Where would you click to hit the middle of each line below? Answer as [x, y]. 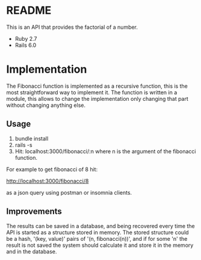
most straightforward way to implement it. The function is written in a [92, 92]
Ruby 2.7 [26, 38]
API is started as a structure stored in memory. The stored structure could [97, 232]
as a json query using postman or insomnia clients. [69, 192]
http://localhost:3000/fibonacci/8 [48, 181]
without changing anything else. [46, 105]
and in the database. [32, 251]
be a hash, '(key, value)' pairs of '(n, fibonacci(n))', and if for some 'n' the [97, 238]
